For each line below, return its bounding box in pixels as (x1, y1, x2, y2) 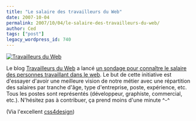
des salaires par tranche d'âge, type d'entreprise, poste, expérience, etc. (6, 84, 188, 90)
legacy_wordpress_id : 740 (6, 37, 71, 43)
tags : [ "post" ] (6, 31, 44, 37)
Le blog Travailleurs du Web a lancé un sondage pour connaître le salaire (6, 65, 187, 72)
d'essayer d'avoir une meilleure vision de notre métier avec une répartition (6, 77, 191, 84)
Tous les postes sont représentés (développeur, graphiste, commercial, (6, 90, 183, 97)
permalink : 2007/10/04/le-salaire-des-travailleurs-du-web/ (6, 20, 161, 26)
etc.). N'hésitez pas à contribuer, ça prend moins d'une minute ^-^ (6, 96, 170, 104)
